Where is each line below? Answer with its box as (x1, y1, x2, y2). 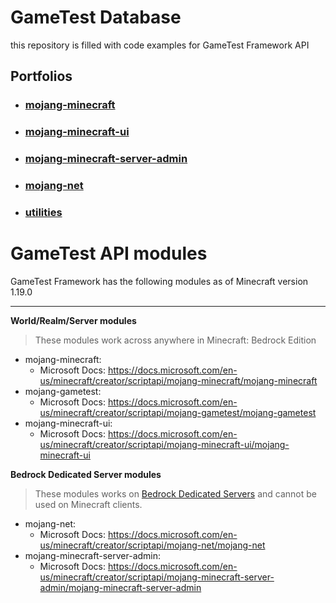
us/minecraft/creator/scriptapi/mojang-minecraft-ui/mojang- (39, 438, 290, 450)
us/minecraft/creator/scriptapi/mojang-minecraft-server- (39, 571, 275, 583)
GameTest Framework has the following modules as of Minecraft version (10, 275, 309, 287)
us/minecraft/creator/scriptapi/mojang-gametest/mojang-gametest (39, 406, 317, 418)
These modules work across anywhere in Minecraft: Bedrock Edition (34, 334, 317, 346)
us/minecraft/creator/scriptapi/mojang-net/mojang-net (39, 539, 266, 551)
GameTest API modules (10, 242, 208, 265)
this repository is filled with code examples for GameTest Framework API (10, 39, 310, 51)
